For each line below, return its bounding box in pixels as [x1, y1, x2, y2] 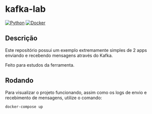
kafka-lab [5, 3, 46, 15]
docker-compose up [5, 104, 43, 109]
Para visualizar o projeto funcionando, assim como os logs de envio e [5, 89, 147, 95]
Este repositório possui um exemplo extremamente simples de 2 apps [5, 47, 147, 53]
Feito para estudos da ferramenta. [5, 62, 75, 68]
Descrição [5, 34, 38, 42]
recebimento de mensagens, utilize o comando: [5, 95, 102, 101]
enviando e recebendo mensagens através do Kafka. [5, 52, 113, 58]
